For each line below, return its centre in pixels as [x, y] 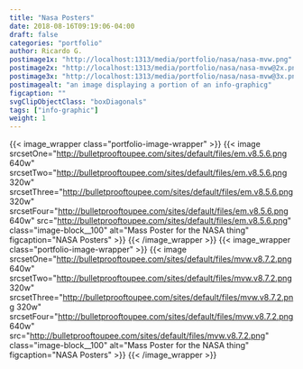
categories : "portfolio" [56, 43]
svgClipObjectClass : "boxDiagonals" [78, 101]
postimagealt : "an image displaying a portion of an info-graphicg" [141, 85]
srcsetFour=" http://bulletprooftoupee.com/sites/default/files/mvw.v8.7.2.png [151, 317]
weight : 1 [28, 118]
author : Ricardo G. [46, 51]
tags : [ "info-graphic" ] [54, 110]
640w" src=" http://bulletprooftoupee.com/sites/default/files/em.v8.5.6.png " [150, 221]
